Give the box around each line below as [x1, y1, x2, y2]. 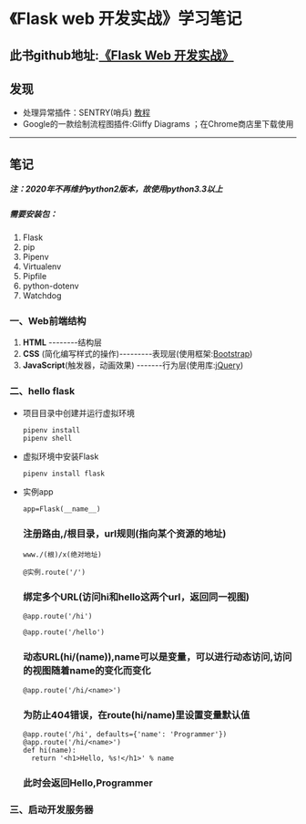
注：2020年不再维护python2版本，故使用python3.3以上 [9, 183, 223, 194]
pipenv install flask [22, 469, 105, 478]
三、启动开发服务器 [9, 803, 94, 816]
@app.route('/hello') [22, 628, 105, 637]
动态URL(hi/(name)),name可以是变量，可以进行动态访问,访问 [22, 651, 292, 663]
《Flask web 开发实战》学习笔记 [9, 8, 243, 29]
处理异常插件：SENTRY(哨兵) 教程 [22, 107, 151, 119]
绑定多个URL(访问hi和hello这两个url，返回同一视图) [22, 590, 250, 603]
